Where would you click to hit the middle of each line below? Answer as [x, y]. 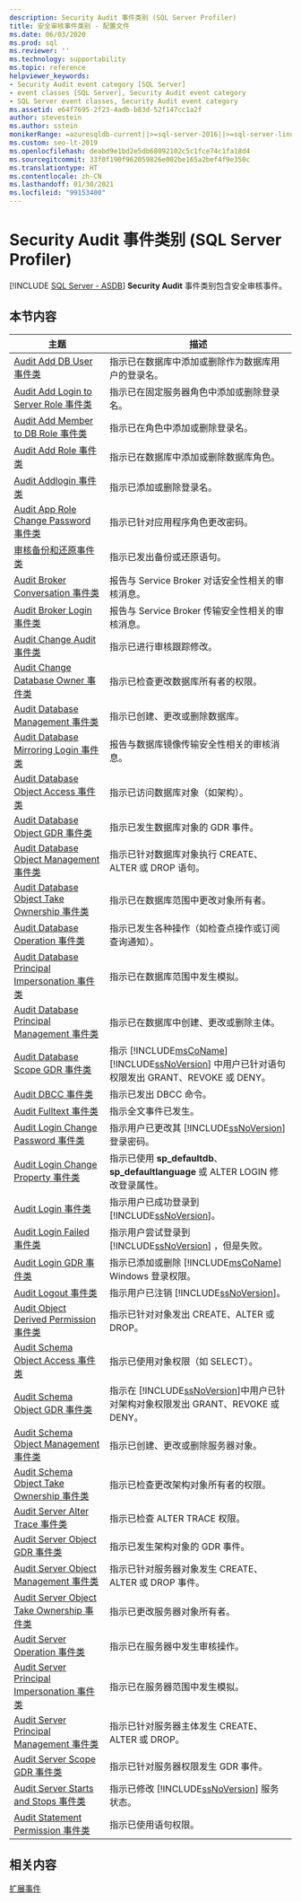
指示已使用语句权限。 [154, 1825]
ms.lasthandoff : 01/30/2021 [62, 185]
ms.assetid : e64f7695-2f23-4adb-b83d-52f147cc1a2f [106, 110]
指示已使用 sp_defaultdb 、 [166, 1158]
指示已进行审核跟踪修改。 [163, 646]
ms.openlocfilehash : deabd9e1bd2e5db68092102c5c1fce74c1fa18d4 [130, 151]
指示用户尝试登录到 [150, 1232]
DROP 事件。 [178, 1582]
